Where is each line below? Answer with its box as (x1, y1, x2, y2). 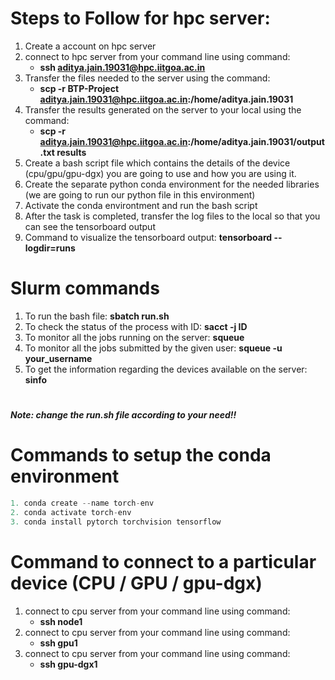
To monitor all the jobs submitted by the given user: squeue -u (24, 342, 283, 354)
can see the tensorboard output (24, 220, 156, 232)
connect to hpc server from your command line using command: (24, 50, 291, 62)
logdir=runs (24, 242, 76, 254)
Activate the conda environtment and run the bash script (24, 199, 258, 211)
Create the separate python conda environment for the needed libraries (24, 178, 320, 190)
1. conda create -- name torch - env (10, 498, 155, 508)
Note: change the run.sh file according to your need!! (10, 409, 237, 421)
